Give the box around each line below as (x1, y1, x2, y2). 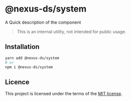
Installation (5, 43, 40, 51)
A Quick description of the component (5, 19, 81, 25)
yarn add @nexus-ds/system (5, 56, 59, 60)
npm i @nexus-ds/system (5, 64, 53, 70)
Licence (5, 78, 30, 86)
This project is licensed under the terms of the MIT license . (5, 91, 122, 97)
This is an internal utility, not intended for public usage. (16, 29, 127, 34)
